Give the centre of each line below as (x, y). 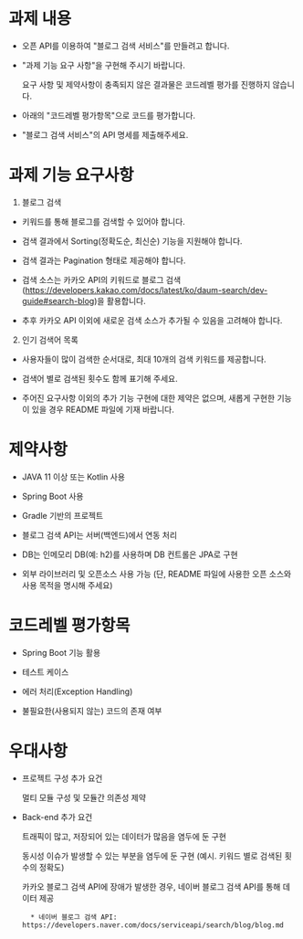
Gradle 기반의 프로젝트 (63, 515)
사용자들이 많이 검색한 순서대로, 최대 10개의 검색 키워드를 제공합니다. (144, 359)
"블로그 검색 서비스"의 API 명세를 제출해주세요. (105, 134)
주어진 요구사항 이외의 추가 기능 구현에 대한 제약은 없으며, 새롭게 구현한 (148, 397)
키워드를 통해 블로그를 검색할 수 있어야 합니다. (104, 221)
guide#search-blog (58, 301)
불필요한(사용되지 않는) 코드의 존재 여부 (92, 711)
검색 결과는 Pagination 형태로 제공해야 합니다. (104, 260)
